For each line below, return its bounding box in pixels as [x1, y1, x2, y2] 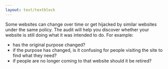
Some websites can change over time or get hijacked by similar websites [5, 21, 157, 27]
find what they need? [12, 52, 57, 58]
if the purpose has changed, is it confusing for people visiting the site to [12, 47, 163, 53]
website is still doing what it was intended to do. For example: [5, 32, 134, 38]
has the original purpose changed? [12, 41, 86, 48]
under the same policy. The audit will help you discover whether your [5, 26, 149, 33]
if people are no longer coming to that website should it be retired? [12, 57, 152, 63]
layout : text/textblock [5, 7, 56, 13]
